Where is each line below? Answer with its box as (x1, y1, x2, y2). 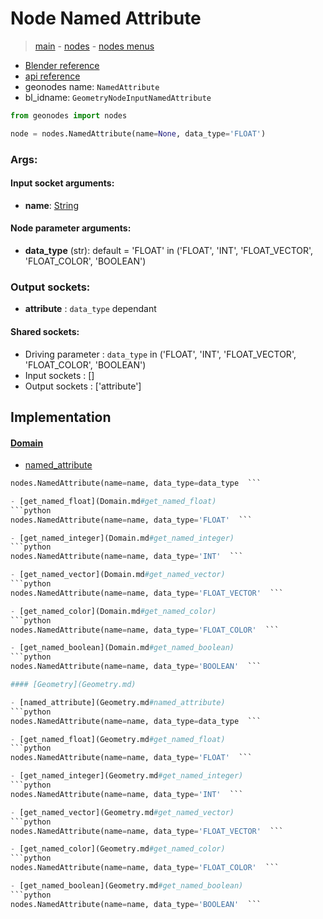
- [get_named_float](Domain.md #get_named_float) (10, 496, 217, 506)
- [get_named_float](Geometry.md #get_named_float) (10, 734, 226, 744)
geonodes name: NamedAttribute (24, 80, 160, 92)
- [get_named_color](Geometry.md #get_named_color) (10, 844, 226, 854)
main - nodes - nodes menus (34, 40, 155, 52)
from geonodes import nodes (10, 110, 128, 121)
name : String (24, 199, 79, 211)
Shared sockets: (10, 325, 80, 337)
